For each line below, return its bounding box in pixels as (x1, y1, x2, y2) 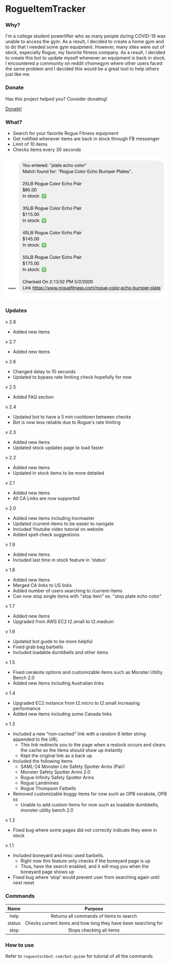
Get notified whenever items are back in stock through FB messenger (12, 136, 160, 142)
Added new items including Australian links (12, 680, 104, 686)
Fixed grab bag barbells (12, 644, 63, 650)
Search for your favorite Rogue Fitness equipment (12, 130, 119, 137)
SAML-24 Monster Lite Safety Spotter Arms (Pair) (20, 763, 125, 769)
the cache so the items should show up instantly (20, 747, 123, 753)
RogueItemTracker (5, 3, 86, 15)
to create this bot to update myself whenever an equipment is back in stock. (5, 55, 166, 61)
